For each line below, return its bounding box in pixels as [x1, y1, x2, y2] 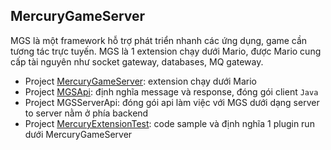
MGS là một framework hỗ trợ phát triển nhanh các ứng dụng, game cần [10, 34, 308, 46]
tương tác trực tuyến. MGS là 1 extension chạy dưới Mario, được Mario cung [10, 45, 322, 57]
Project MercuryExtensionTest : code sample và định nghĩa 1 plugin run [24, 117, 315, 129]
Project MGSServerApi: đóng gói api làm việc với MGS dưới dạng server [24, 96, 320, 108]
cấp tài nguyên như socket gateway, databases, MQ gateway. [10, 55, 264, 68]
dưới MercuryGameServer [24, 128, 133, 140]
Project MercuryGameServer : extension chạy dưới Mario [24, 75, 258, 87]
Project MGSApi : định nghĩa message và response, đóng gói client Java [24, 85, 319, 98]
